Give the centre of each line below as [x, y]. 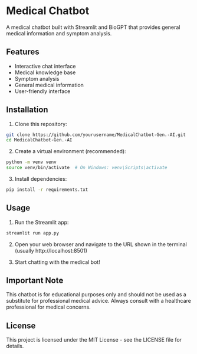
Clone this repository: [41, 124]
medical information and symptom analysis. [59, 33]
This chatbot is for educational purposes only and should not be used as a [96, 295]
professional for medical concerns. [49, 307]
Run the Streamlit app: [42, 222]
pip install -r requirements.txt [47, 190]
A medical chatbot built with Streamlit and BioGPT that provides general [93, 27]
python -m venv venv [32, 162]
